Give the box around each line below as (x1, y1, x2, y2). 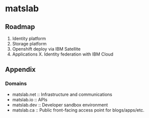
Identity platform (12, 35, 46, 41)
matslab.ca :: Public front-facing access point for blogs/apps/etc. (12, 107, 145, 113)
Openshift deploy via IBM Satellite (12, 46, 81, 52)
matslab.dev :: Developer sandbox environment (12, 102, 108, 108)
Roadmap (5, 23, 35, 31)
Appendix (5, 65, 36, 74)
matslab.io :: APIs (12, 96, 48, 102)
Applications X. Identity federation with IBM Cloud (12, 51, 114, 57)
